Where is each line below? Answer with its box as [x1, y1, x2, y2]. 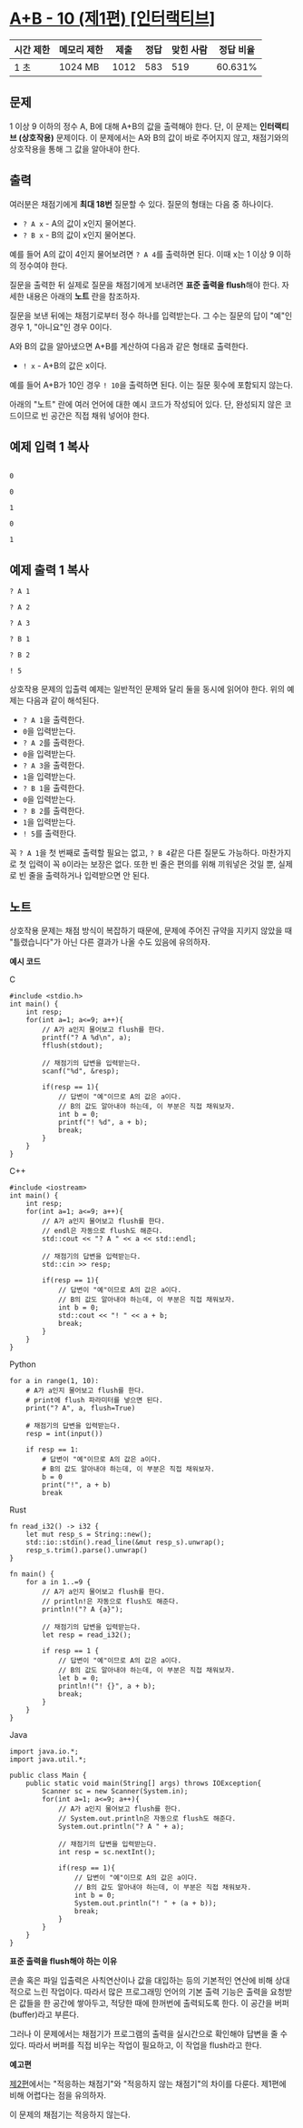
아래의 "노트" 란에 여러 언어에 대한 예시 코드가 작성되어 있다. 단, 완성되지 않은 [9, 398, 283, 409]
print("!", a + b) [42, 1481, 112, 1490]
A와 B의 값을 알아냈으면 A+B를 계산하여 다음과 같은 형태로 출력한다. [9, 340, 249, 351]
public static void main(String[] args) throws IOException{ [25, 1779, 261, 1788]
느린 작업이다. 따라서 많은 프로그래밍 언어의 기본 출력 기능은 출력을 [33, 1986, 269, 1997]
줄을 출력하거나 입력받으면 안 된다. [28, 870, 150, 881]
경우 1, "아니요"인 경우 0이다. [9, 321, 112, 332]
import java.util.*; [9, 1755, 88, 1764]
